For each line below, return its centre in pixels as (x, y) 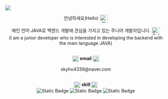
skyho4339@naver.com (86, 69)
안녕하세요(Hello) (81, 18)
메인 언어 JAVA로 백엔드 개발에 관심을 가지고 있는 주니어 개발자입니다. (81, 30)
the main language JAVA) (86, 43)
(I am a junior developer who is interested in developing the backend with (86, 38)
